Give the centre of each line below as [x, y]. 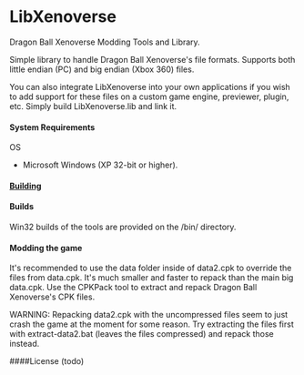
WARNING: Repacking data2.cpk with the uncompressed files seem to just [149, 315]
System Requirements [52, 127]
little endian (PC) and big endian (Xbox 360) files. [102, 69]
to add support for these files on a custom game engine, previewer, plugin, [149, 96]
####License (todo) [47, 361]
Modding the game [46, 248]
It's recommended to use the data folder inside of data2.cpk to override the [151, 268]
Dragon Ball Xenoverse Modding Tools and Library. [105, 42]
